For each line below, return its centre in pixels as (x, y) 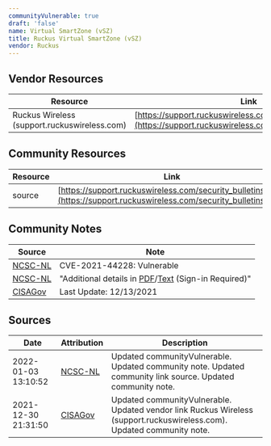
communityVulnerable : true (54, 16)
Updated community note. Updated (178, 367)
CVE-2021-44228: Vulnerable (119, 265)
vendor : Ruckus (34, 46)
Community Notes (55, 229)
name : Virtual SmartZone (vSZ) (61, 31)
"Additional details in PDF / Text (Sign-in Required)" (155, 278)
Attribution (82, 343)
